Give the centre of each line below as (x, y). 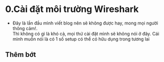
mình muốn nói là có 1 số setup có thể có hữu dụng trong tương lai (81, 39)
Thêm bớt (21, 55)
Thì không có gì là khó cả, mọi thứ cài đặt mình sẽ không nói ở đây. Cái (86, 33)
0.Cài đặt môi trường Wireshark (72, 9)
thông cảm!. (25, 28)
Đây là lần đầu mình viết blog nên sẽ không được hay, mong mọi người (85, 23)
